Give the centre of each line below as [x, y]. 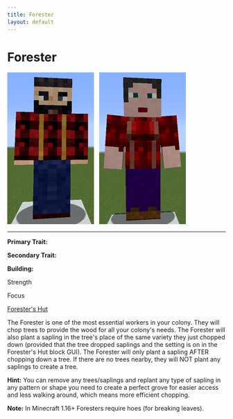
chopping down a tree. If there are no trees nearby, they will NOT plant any [114, 359]
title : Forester [31, 15]
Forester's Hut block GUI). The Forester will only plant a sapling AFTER [108, 352]
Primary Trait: [27, 242]
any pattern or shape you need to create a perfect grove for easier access [113, 388]
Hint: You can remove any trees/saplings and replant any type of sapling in [114, 380]
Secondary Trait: [32, 255]
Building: [20, 269]
